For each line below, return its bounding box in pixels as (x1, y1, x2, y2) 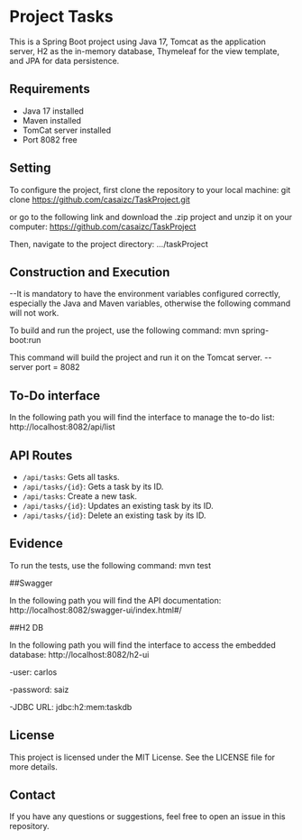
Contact (9, 788, 56, 803)
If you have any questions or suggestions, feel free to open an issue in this (9, 811, 286, 822)
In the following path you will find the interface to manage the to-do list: (9, 412, 275, 423)
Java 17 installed (22, 106, 84, 116)
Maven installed (22, 115, 82, 125)
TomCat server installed (22, 125, 112, 135)
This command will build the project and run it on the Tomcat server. (9, 352, 263, 363)
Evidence (9, 536, 63, 551)
